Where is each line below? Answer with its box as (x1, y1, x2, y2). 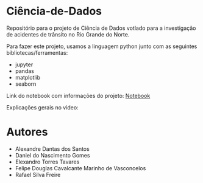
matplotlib (15, 74, 41, 81)
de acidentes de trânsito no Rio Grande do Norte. (6, 30, 130, 38)
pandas (15, 67, 35, 74)
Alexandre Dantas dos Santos (15, 145, 90, 153)
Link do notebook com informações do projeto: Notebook (6, 92, 151, 99)
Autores (6, 125, 48, 139)
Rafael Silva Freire (15, 171, 61, 178)
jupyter (15, 61, 34, 68)
